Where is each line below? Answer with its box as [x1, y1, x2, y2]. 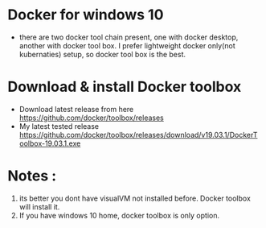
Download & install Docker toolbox [7, 78, 242, 96]
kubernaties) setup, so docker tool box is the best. [18, 49, 186, 59]
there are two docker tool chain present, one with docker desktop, [18, 32, 239, 42]
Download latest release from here [18, 104, 134, 114]
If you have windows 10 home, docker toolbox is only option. [18, 210, 220, 220]
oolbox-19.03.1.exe [18, 139, 81, 148]
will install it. [18, 201, 60, 211]
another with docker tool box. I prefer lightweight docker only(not [18, 40, 235, 50]
